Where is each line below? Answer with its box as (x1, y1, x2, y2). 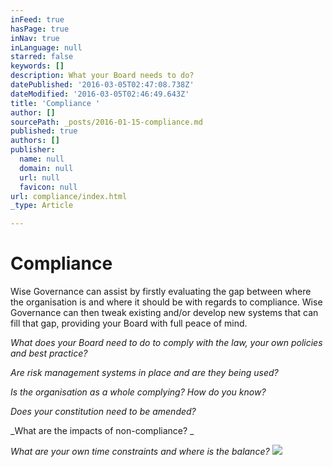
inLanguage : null (10, 42, 83, 53)
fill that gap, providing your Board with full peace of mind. (10, 317, 248, 330)
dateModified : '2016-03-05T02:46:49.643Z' (10, 89, 190, 99)
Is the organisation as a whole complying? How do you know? (10, 386, 267, 398)
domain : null (19, 163, 74, 173)
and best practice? (10, 347, 88, 360)
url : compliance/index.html (10, 191, 128, 201)
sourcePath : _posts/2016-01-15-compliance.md (10, 117, 203, 127)
